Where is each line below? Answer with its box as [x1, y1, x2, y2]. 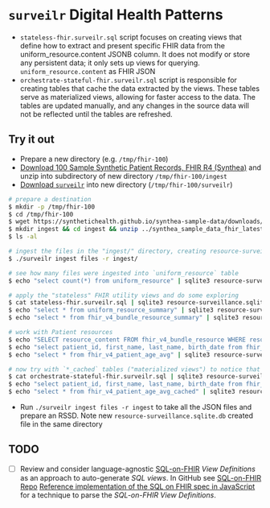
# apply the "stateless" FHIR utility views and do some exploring [8, 291, 239, 299]
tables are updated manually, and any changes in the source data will [19, 101, 249, 110]
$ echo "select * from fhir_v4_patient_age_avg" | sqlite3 [8, 350, 211, 359]
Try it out [8, 133, 55, 147]
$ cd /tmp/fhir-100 [8, 210, 74, 218]
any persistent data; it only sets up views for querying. [19, 58, 201, 68]
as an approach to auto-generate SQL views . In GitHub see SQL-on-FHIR [19, 473, 262, 482]
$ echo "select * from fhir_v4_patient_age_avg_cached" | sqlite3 [8, 388, 235, 396]
